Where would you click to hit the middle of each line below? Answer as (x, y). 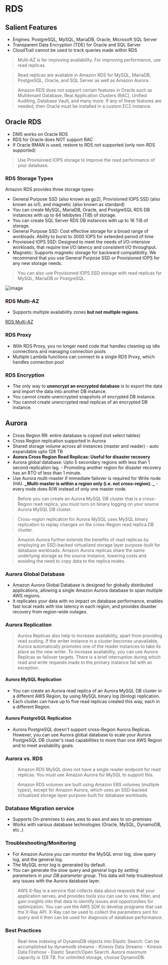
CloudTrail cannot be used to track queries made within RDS (75, 50)
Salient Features (31, 27)
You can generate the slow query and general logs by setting (75, 870)
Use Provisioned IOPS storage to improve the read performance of (86, 160)
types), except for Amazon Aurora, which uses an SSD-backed (82, 790)
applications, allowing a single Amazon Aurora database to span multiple (88, 590)
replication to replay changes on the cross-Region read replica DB (86, 524)
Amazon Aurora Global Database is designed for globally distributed (83, 585)
